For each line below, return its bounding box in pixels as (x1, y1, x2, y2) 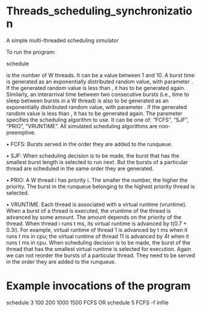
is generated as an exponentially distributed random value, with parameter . (6, 78, 193, 85)
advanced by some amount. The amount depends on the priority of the (6, 213, 182, 221)
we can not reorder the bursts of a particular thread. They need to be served (6, 252, 196, 259)
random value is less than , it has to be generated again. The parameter (6, 110, 183, 117)
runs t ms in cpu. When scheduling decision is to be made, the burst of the (6, 238, 191, 246)
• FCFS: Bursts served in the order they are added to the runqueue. (6, 140, 173, 147)
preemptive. (6, 129, 36, 136)
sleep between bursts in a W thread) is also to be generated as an (6, 97, 169, 104)
